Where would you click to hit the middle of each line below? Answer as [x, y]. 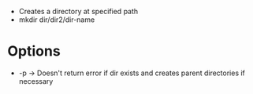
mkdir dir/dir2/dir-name [57, 20]
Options [34, 51]
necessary [36, 81]
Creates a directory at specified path [78, 11]
